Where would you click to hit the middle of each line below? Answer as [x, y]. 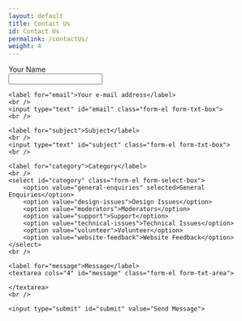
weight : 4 [25, 46]
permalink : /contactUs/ [49, 39]
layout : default [36, 16]
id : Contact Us [34, 31]
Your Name [27, 69]
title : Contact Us [39, 24]
